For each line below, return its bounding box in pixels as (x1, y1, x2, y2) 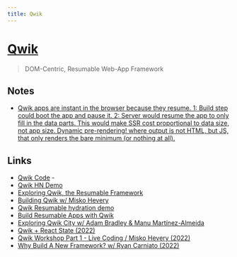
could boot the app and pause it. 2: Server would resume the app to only (17, 111, 229, 120)
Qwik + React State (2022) (17, 226, 96, 235)
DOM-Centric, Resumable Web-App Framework (24, 65, 164, 73)
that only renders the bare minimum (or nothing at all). (17, 134, 175, 143)
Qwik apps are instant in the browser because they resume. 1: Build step (17, 104, 229, 112)
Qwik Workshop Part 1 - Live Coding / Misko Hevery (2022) (17, 234, 191, 242)
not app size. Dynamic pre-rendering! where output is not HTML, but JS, (17, 126, 229, 135)
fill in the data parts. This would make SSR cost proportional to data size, (17, 119, 230, 128)
